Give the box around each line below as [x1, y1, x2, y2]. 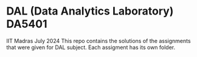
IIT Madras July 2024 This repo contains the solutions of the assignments [6, 37, 191, 44]
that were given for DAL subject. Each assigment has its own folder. [6, 44, 176, 51]
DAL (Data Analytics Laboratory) [6, 4, 174, 18]
